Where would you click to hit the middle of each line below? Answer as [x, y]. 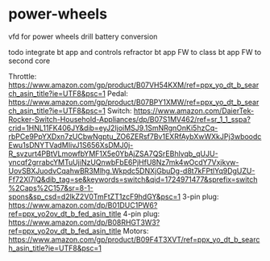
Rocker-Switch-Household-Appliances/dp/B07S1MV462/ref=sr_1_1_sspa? [130, 119]
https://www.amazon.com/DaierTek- [194, 111]
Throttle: [23, 76]
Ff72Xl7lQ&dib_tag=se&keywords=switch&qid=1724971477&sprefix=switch [133, 179]
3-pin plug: [201, 196]
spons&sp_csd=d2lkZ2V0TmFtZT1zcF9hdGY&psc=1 [95, 196]
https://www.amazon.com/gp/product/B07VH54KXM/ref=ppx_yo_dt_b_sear [134, 85]
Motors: [136, 230]
